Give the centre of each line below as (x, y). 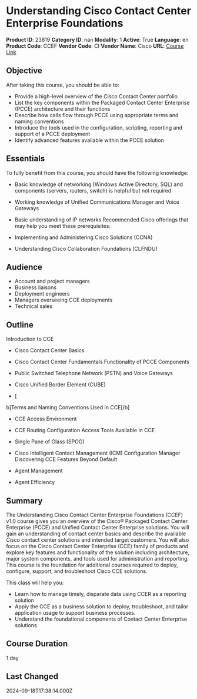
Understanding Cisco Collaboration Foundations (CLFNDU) (86, 249)
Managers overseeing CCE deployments (64, 300)
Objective (24, 71)
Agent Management (39, 471)
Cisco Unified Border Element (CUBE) (60, 385)
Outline (20, 325)
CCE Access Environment (46, 419)
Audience (24, 267)
